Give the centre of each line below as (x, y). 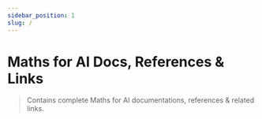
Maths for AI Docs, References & (116, 62)
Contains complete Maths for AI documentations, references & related (140, 100)
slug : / (20, 23)
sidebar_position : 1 (41, 15)
